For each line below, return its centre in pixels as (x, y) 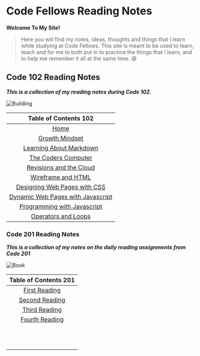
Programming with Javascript (61, 207)
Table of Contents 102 (61, 118)
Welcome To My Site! (33, 28)
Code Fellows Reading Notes (79, 11)
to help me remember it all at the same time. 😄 (79, 58)
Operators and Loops (61, 216)
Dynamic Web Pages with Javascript (61, 196)
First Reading (42, 291)
